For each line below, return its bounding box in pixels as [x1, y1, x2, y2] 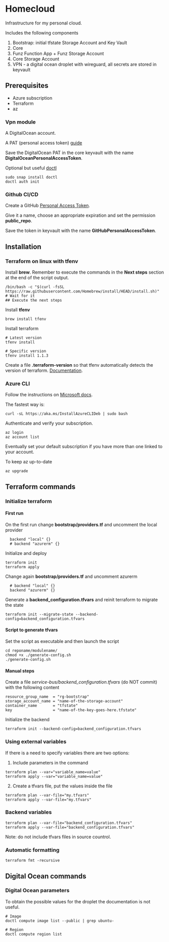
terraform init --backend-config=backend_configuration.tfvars [5, 726, 142, 731]
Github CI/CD [5, 191, 39, 198]
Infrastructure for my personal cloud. [5, 20, 82, 26]
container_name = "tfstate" [5, 703, 78, 709]
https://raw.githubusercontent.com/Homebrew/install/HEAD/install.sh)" [5, 289, 159, 294]
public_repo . [5, 218, 32, 224]
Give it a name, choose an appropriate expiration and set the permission [5, 212, 156, 219]
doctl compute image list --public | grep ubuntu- [5, 918, 114, 923]
